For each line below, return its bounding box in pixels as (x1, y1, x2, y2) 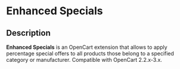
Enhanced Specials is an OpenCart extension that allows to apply (6, 43, 168, 51)
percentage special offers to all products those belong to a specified (6, 50, 175, 57)
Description (6, 28, 51, 38)
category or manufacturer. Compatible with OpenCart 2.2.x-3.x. (6, 57, 163, 63)
